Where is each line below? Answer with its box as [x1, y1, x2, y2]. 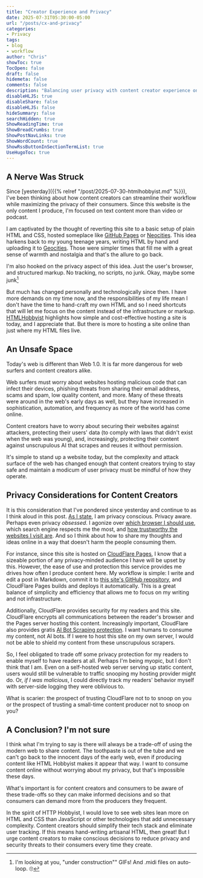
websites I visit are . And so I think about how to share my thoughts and [6, 532, 182, 539]
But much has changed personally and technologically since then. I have [6, 288, 187, 295]
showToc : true [6, 59, 42, 65]
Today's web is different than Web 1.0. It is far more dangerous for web [6, 360, 183, 368]
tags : [6, 37, 20, 43]
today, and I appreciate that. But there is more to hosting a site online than [6, 320, 190, 327]
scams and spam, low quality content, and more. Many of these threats [6, 391, 183, 398]
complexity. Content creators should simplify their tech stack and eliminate [6, 822, 193, 829]
